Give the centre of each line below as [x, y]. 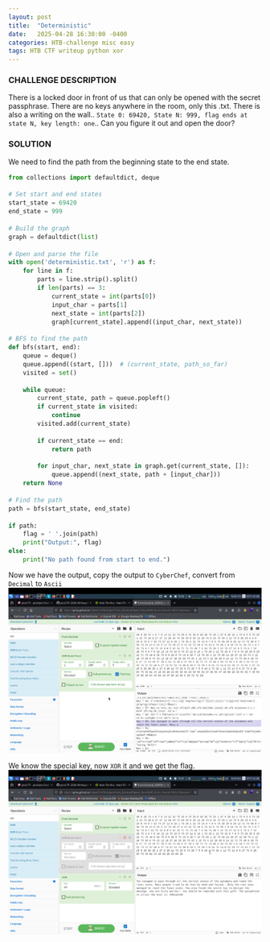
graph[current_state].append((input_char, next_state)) [147, 322]
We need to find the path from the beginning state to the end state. [119, 162]
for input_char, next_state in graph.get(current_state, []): [143, 466]
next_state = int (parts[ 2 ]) [98, 313]
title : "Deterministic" [50, 25]
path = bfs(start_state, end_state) [70, 508]
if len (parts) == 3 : [72, 288]
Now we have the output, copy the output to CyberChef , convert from [122, 575]
